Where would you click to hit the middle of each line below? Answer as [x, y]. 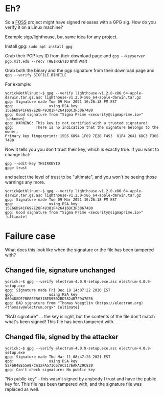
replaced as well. [22, 389]
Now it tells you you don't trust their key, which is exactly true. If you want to [82, 149]
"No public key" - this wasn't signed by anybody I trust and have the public [81, 379]
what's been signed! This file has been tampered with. [60, 322]
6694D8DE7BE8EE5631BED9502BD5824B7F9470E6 [49, 299]
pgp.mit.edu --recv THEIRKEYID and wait [46, 61]
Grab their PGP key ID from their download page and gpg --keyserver [75, 56]
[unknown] [15, 119]
